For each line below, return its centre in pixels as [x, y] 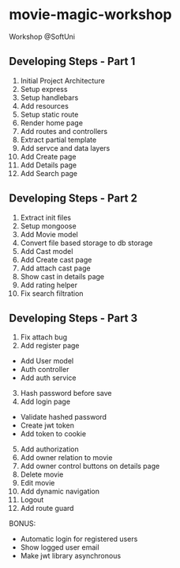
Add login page [45, 401]
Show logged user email [60, 547]
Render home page [52, 123]
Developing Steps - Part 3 [73, 318]
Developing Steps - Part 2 [73, 199]
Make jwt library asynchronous [71, 556]
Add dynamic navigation [60, 491]
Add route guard [47, 509]
